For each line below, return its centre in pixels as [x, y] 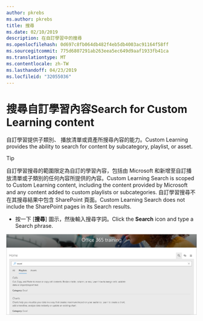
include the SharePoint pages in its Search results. [69, 207]
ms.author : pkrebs [29, 19]
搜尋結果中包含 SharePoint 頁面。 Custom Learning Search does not [101, 200]
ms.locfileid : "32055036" [39, 76]
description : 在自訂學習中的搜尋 [44, 38]
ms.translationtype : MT [36, 57]
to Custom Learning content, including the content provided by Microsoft [97, 185]
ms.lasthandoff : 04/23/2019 [42, 70]
